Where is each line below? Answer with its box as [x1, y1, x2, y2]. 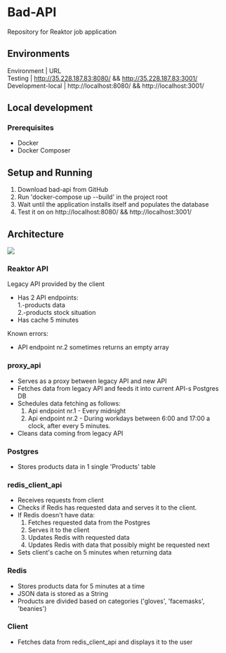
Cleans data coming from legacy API [17, 429, 124, 437]
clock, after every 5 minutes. [27, 421, 111, 429]
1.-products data [17, 301, 65, 309]
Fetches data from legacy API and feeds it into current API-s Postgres [17, 384, 219, 392]
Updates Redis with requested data [27, 534, 130, 542]
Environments [7, 48, 70, 60]
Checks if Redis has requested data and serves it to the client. [17, 503, 197, 512]
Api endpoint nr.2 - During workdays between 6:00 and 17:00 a [27, 414, 211, 422]
